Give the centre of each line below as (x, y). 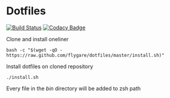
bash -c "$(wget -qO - (34, 50)
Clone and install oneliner (37, 39)
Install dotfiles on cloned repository (50, 66)
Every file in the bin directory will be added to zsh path (74, 88)
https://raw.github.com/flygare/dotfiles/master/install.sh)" (85, 55)
